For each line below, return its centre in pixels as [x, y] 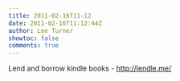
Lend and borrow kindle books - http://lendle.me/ [90, 68]
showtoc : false [34, 38]
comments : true [34, 46]
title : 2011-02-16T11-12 [50, 16]
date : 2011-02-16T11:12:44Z [55, 23]
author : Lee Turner [41, 30]
